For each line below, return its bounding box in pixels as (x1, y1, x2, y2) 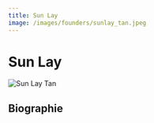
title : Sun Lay (8, 11, 58, 20)
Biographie (8, 102, 63, 115)
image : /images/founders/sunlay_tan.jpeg (8, 19, 147, 27)
